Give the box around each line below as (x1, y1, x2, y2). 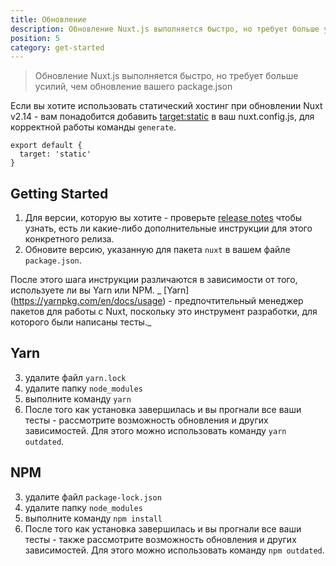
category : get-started (10, 42, 105, 53)
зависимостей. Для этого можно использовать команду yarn (24, 424, 287, 436)
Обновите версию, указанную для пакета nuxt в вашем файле (24, 244, 291, 256)
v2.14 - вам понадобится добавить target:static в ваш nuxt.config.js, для (10, 111, 315, 123)
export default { (10, 141, 83, 151)
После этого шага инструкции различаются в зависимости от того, (10, 274, 298, 286)
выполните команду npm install (24, 512, 163, 524)
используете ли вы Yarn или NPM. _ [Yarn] (10, 284, 190, 296)
